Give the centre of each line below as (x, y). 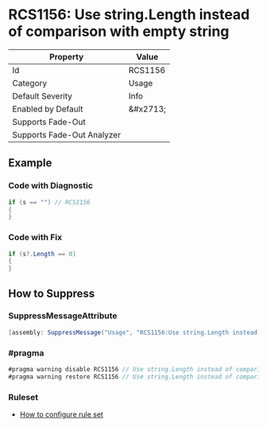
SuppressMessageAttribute (63, 316)
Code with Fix (35, 238)
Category (30, 83)
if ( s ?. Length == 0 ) (43, 254)
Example (30, 163)
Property (66, 56)
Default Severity (43, 95)
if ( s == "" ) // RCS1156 (49, 202)
